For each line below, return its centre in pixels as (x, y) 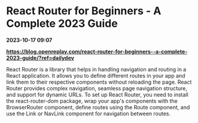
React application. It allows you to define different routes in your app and (96, 75)
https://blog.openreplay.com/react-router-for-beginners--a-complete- (97, 51)
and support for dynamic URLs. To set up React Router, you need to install (97, 94)
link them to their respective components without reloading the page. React (99, 82)
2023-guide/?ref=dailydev (40, 58)
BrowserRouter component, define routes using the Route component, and (98, 107)
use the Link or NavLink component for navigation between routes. (89, 113)
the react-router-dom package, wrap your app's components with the (92, 101)
